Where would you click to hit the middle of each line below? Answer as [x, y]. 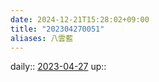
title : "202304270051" [57, 29]
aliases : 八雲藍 [42, 38]
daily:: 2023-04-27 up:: [58, 67]
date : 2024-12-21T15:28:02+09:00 [80, 19]
